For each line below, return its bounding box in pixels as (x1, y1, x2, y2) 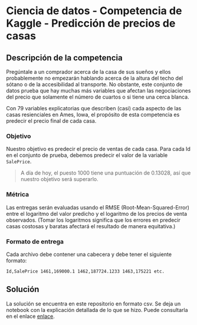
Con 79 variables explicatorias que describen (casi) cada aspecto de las (6, 105, 182, 111)
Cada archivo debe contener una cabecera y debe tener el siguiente (6, 251, 172, 258)
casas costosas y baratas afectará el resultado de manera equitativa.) (6, 222, 176, 229)
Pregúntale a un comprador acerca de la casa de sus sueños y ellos (6, 68, 171, 75)
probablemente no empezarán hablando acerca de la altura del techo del (6, 75, 183, 81)
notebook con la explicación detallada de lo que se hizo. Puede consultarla (6, 306, 188, 313)
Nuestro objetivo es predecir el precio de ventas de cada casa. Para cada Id (6, 146, 191, 153)
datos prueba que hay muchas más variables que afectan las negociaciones (6, 87, 191, 94)
